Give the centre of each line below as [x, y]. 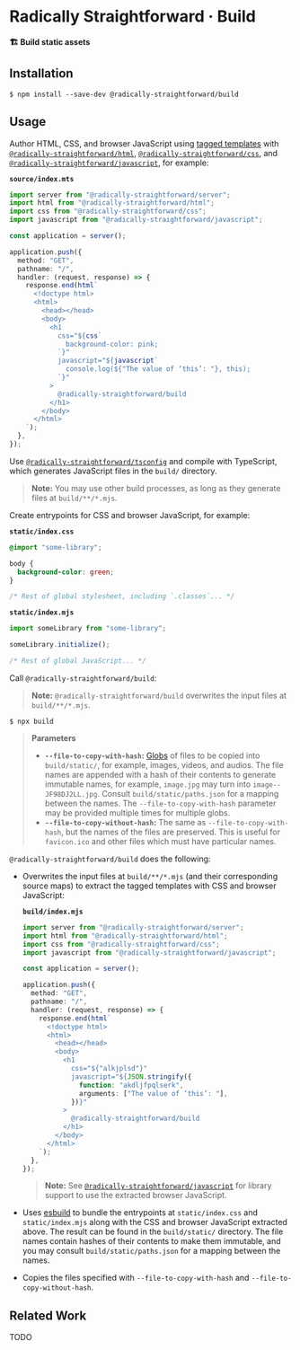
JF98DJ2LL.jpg [71, 794]
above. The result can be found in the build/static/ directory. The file [153, 1231]
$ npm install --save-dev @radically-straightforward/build [124, 94]
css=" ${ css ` [79, 335]
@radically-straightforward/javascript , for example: [109, 163]
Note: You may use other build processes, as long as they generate [156, 488]
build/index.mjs [53, 912]
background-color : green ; [66, 572]
